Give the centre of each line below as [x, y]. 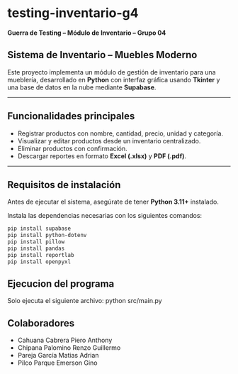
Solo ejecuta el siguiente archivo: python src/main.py [85, 301]
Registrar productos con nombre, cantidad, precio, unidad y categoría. [120, 133]
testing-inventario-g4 [73, 13]
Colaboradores [41, 323]
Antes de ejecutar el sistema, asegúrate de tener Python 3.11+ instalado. [113, 202]
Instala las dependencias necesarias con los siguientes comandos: [105, 216]
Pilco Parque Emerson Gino [57, 363]
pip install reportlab [41, 255]
